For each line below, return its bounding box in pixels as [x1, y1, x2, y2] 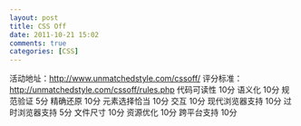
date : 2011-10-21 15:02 [9, 30, 100, 39]
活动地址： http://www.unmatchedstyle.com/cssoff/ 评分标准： [9, 73, 243, 84]
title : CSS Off [9, 22, 67, 31]
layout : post [9, 13, 59, 23]
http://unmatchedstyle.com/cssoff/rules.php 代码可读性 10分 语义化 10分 [9, 84, 280, 95]
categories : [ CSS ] [9, 47, 79, 56]
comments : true [9, 38, 67, 48]
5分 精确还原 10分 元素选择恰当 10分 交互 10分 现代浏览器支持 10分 [34, 96, 282, 107]
